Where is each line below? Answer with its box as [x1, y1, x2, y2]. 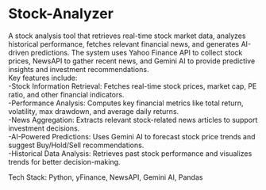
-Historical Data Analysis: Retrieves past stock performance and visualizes [8, 148, 253, 158]
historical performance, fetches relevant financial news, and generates [8, 39, 240, 48]
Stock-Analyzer [8, 5, 114, 23]
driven [8, 47, 29, 57]
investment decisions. [8, 123, 80, 133]
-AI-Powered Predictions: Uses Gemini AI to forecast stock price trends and [8, 131, 256, 141]
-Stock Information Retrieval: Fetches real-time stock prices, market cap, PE [8, 81, 257, 91]
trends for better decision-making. [8, 157, 121, 166]
